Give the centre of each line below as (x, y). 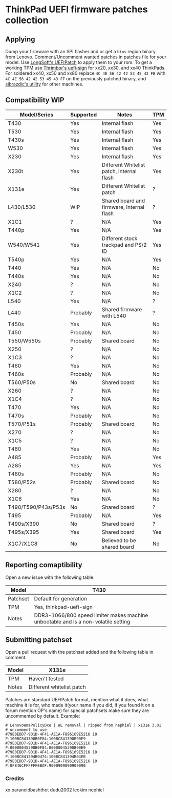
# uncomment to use (26, 730)
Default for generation (60, 598)
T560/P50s (22, 382)
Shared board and (123, 201)
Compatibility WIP (35, 100)
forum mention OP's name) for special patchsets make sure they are (77, 710)
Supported (84, 115)
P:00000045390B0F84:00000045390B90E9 (46, 748)
